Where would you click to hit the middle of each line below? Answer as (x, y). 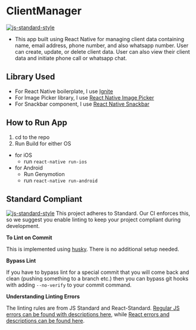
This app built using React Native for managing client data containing (99, 39)
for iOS (24, 155)
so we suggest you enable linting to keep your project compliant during (94, 220)
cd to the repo (32, 137)
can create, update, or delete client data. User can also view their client (102, 51)
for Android (29, 168)
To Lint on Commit (29, 238)
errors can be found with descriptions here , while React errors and (88, 314)
